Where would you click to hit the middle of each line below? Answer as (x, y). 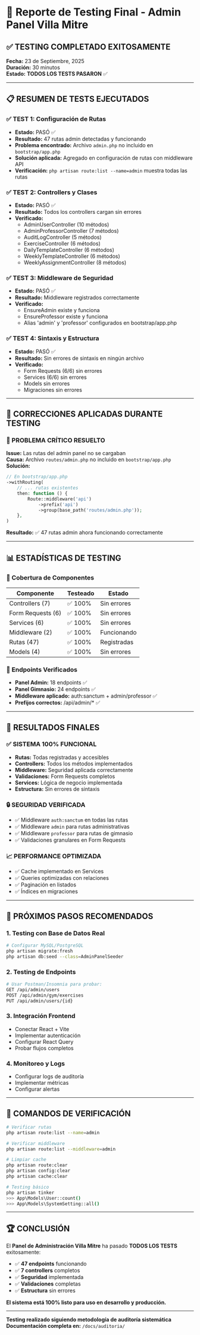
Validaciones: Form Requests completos (65, 776)
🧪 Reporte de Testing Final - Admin (94, 12)
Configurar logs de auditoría (49, 1076)
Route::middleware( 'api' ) (60, 499)
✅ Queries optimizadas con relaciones (62, 878)
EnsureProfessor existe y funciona (66, 317)
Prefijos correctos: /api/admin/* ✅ (57, 703)
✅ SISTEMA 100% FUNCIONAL (51, 744)
